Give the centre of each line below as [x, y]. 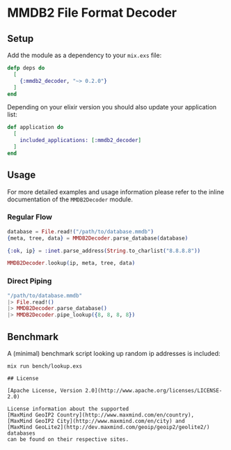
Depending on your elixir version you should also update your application [112, 107]
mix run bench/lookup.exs [45, 366]
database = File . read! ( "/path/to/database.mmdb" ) [81, 231]
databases [22, 433]
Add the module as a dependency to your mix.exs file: [85, 55]
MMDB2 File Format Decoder [92, 13]
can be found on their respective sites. [68, 439]
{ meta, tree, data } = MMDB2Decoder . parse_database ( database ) [98, 238]
